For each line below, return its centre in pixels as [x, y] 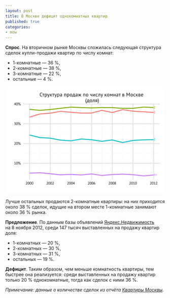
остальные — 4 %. [33, 79]
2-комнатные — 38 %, [37, 68]
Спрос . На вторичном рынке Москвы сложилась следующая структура [83, 47]
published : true [22, 21]
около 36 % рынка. [26, 212]
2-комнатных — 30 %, [37, 248]
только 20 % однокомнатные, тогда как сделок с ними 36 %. [72, 280]
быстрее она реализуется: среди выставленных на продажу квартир [80, 274]
